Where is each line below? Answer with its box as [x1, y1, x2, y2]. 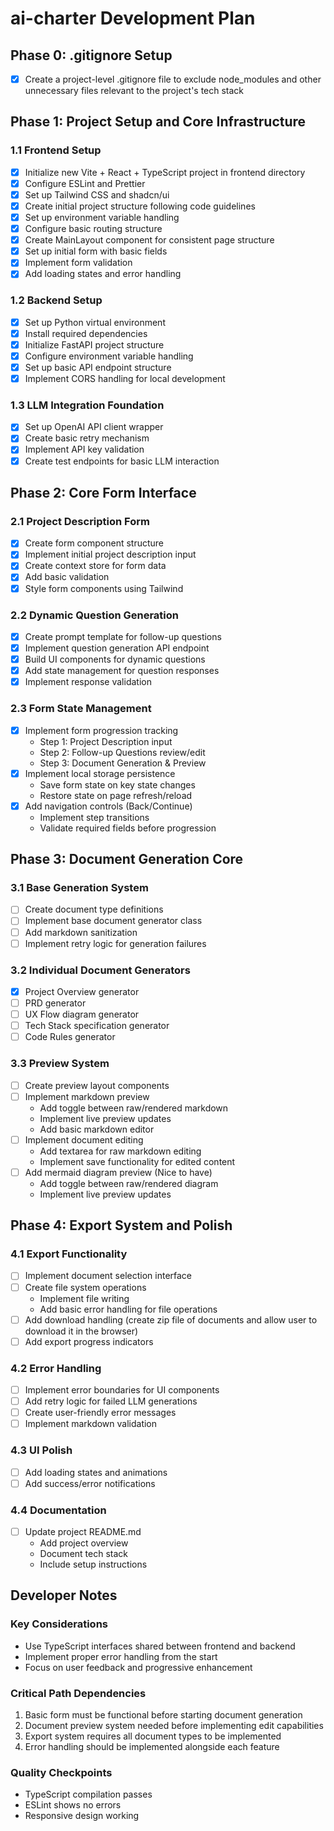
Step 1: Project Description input [39, 735, 173, 747]
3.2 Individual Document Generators [10, 963, 191, 977]
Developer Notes [10, 1587, 118, 1604]
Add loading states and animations [24, 1466, 168, 1478]
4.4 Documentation [10, 1503, 107, 1517]
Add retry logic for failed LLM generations [24, 1395, 198, 1407]
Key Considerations [10, 1617, 109, 1631]
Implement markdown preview [24, 1090, 150, 1102]
